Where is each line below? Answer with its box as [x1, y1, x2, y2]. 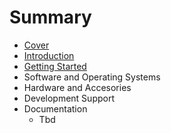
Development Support [23, 92, 115, 104]
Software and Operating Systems [23, 71, 161, 83]
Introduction [23, 49, 75, 61]
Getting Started [23, 60, 87, 72]
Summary [9, 6, 92, 29]
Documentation [23, 102, 88, 115]
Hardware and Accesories [23, 81, 132, 93]
